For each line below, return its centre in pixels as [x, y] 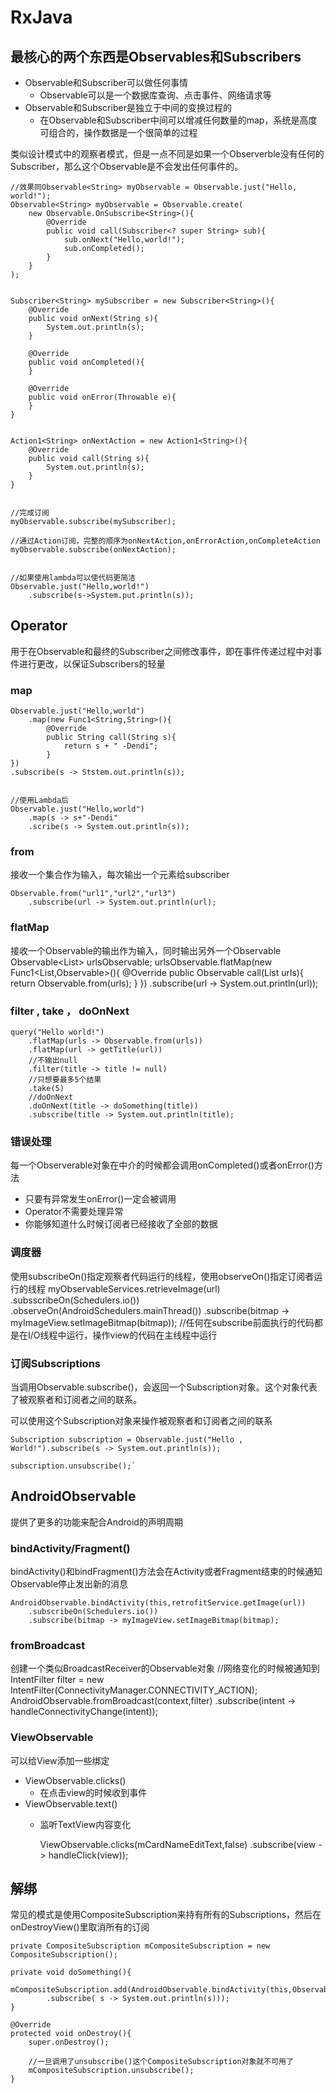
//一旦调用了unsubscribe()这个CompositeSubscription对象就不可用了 [161, 2062]
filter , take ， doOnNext [70, 1011]
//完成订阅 [30, 513]
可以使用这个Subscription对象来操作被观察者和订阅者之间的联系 [141, 1420]
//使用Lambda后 [39, 801]
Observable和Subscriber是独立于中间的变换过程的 [128, 107]
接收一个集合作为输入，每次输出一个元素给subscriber [120, 875]
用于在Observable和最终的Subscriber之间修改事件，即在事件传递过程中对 [162, 651]
